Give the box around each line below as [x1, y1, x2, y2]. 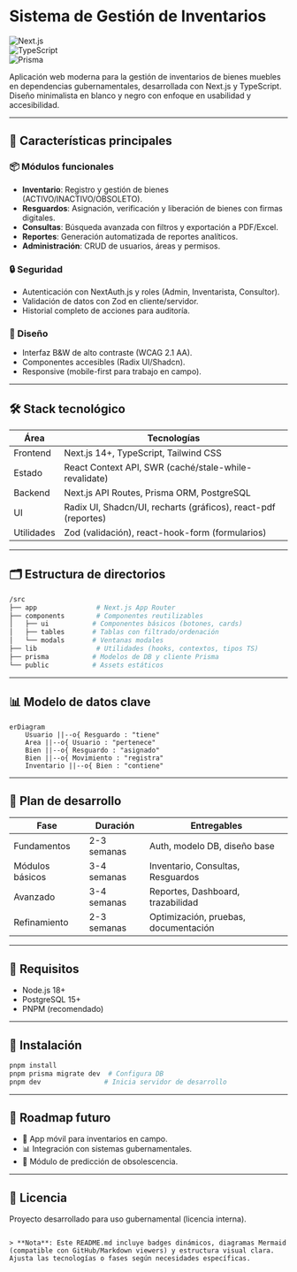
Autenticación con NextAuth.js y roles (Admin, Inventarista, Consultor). [21, 286, 280, 297]
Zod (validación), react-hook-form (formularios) [64, 526, 267, 539]
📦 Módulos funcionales [9, 161, 115, 173]
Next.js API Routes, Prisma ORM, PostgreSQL [64, 487, 252, 499]
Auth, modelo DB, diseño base [148, 840, 276, 853]
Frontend [13, 447, 51, 459]
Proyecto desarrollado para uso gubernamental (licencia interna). [9, 1214, 247, 1224]
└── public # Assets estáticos [9, 661, 164, 670]
